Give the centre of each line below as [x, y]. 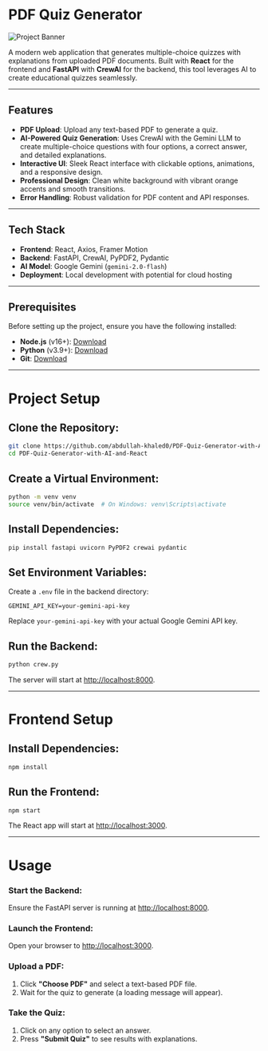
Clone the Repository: [64, 427]
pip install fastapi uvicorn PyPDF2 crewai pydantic [98, 547]
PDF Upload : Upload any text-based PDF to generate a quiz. [119, 129]
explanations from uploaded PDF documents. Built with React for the [121, 61]
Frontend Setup [61, 719]
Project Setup [55, 399]
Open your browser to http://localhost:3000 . [81, 946]
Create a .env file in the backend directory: [79, 591]
